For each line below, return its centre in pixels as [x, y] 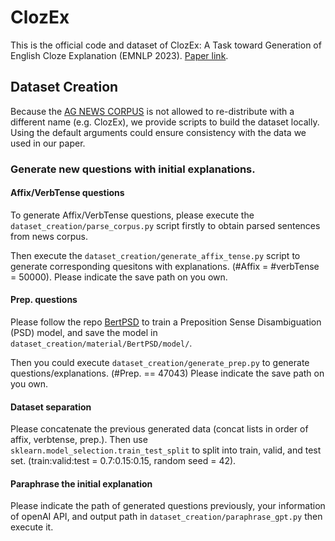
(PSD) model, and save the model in [84, 333]
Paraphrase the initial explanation [81, 483]
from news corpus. [49, 236]
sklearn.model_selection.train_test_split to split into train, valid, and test [166, 450]
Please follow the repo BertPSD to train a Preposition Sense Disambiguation [166, 322]
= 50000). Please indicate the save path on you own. [119, 277]
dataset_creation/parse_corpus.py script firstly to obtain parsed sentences [165, 225]
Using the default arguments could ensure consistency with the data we [158, 132]
